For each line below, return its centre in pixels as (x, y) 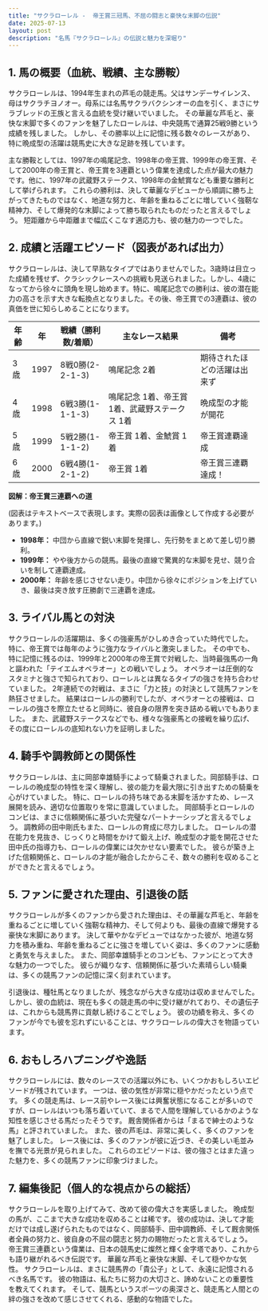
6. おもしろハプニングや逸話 (77, 1059)
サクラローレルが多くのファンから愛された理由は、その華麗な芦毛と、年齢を (134, 915)
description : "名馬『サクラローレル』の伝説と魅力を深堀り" (98, 38)
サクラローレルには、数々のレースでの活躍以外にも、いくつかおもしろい (127, 1081)
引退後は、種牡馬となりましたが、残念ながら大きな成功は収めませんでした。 (134, 992)
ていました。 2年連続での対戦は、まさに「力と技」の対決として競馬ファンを (134, 688)
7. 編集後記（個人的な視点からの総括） (102, 1188)
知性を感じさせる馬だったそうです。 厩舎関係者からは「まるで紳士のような (131, 1121)
